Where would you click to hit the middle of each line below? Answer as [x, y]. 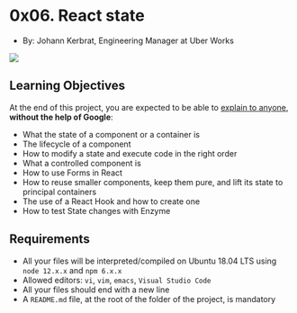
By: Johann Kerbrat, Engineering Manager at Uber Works [128, 40]
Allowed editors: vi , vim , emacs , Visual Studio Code [117, 280]
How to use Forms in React [72, 173]
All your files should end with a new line [96, 290]
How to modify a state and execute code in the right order [130, 153]
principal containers [59, 192]
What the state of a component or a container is [111, 134]
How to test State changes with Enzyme [96, 210]
